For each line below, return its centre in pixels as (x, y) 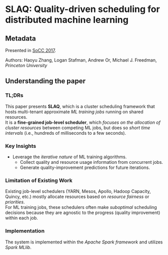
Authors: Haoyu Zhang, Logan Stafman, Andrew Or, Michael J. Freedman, (81, 60)
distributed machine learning (67, 20)
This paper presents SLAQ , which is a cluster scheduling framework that (80, 106)
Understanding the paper (46, 81)
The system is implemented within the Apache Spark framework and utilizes (84, 242)
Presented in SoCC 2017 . (31, 50)
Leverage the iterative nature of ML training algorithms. (69, 157)
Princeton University (26, 65)
